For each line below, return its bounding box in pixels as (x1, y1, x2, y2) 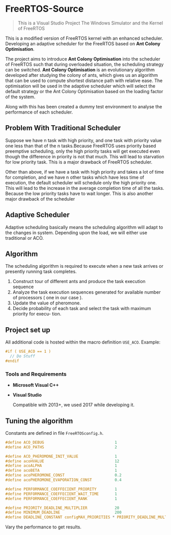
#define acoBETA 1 (5, 468, 117, 473)
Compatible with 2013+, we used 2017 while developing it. (12, 402, 135, 408)
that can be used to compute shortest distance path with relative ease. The (5, 77, 163, 83)
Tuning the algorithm (5, 416, 73, 425)
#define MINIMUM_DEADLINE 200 (5, 510, 122, 515)
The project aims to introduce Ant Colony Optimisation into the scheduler (5, 55, 161, 62)
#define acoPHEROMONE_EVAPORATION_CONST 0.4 (5, 477, 122, 483)
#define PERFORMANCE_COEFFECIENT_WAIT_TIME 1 (5, 491, 117, 496)
